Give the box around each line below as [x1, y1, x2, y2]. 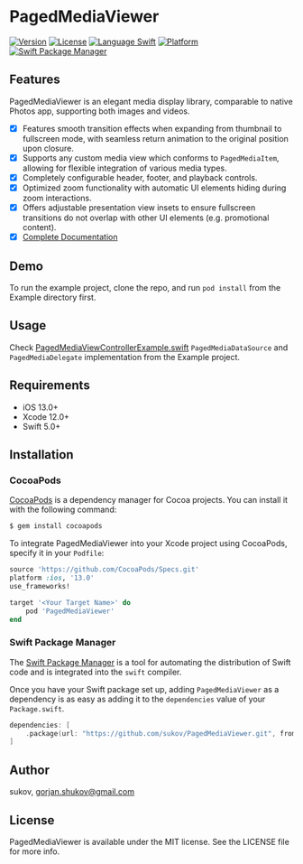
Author [9, 762, 50, 777]
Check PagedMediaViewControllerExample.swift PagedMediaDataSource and [9, 341, 289, 353]
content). [22, 222, 57, 233]
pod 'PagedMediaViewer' [25, 607, 115, 616]
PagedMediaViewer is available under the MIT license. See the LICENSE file [9, 836, 290, 847]
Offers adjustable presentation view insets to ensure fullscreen [22, 202, 256, 213]
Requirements [9, 377, 90, 394]
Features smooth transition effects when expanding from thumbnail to [22, 123, 282, 134]
